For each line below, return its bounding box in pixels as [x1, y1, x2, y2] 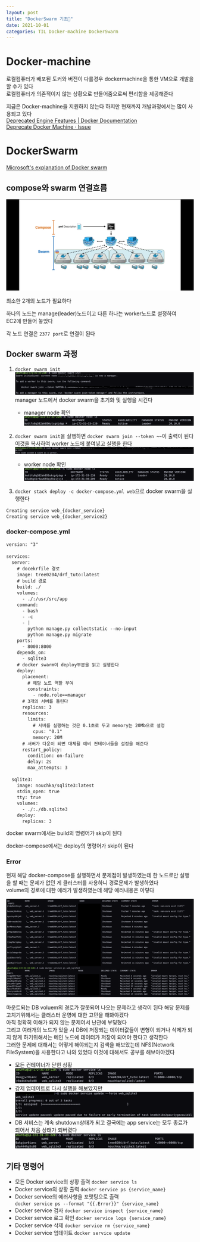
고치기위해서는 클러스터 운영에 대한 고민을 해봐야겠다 [6, 1011, 129, 1019]
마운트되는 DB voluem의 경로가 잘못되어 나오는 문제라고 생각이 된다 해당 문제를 [6, 1004, 190, 1011]
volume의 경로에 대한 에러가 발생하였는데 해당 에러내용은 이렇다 [6, 887, 155, 894]
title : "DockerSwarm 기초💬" [6, 15, 73, 22]
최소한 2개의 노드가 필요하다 [6, 297, 71, 305]
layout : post [6, 10, 39, 15]
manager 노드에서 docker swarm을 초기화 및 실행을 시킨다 [14, 396, 153, 403]
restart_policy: [21, 747, 62, 753]
